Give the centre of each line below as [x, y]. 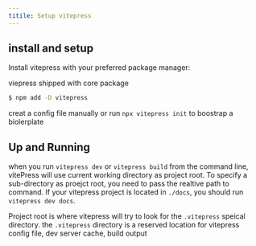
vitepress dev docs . [42, 201]
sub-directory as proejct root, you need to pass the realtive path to [119, 184]
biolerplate [26, 122]
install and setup [51, 49]
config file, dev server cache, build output [78, 233]
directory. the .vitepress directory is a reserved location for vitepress [124, 225]
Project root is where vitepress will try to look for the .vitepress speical [127, 216]
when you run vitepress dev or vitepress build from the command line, [128, 166]
